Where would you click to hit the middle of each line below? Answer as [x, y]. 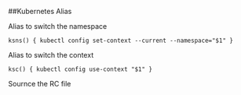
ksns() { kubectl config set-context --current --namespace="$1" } [121, 40]
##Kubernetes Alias [40, 11]
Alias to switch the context [51, 55]
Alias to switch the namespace [58, 26]
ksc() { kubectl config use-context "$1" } [80, 69]
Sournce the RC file [40, 84]
